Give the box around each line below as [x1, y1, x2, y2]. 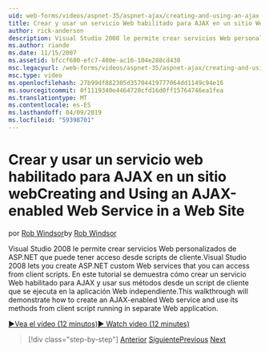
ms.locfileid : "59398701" [8, 116, 94, 124]
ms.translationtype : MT [8, 94, 88, 102]
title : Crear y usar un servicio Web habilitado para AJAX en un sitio [8, 19, 252, 27]
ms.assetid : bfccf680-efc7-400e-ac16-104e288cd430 [8, 57, 181, 65]
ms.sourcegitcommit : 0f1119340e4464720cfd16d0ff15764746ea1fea [8, 86, 224, 95]
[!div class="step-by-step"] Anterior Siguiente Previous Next [27, 334, 227, 344]
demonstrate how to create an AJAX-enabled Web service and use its [8, 294, 239, 305]
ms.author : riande [8, 42, 70, 50]
